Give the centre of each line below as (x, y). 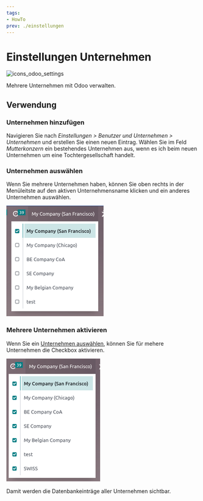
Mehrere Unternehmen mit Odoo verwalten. (61, 86)
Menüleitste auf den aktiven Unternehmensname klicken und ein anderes (98, 191)
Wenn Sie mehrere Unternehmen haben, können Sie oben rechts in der (95, 184)
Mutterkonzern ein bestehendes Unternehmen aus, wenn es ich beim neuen (102, 149)
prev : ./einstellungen (35, 26)
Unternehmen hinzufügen (45, 122)
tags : (13, 13)
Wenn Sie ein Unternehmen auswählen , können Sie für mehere (85, 343)
